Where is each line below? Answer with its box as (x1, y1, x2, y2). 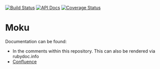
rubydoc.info (12, 53, 39, 59)
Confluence (12, 59, 37, 65)
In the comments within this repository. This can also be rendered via (12, 48, 155, 54)
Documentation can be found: (5, 38, 67, 44)
